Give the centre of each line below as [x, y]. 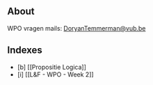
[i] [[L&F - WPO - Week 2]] [55, 74]
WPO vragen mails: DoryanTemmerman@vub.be [76, 28]
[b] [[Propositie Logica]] [52, 67]
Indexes [25, 51]
